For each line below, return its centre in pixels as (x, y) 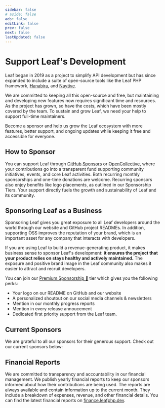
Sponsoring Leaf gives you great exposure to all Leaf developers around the (82, 223)
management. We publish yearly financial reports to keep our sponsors (77, 379)
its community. (20, 195)
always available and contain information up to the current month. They (78, 390)
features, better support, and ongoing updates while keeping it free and (78, 131)
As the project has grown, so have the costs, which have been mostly (76, 106)
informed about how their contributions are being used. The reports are (78, 385)
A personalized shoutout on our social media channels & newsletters (82, 298)
